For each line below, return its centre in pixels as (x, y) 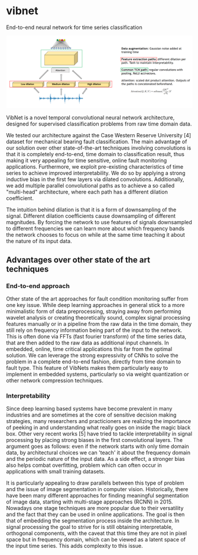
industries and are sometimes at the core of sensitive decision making (91, 415)
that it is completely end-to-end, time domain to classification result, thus (95, 154)
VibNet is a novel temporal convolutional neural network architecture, (90, 118)
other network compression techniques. (55, 380)
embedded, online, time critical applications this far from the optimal (89, 349)
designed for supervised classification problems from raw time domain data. (99, 124)
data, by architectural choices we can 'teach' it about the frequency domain (98, 453)
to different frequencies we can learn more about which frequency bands (95, 228)
